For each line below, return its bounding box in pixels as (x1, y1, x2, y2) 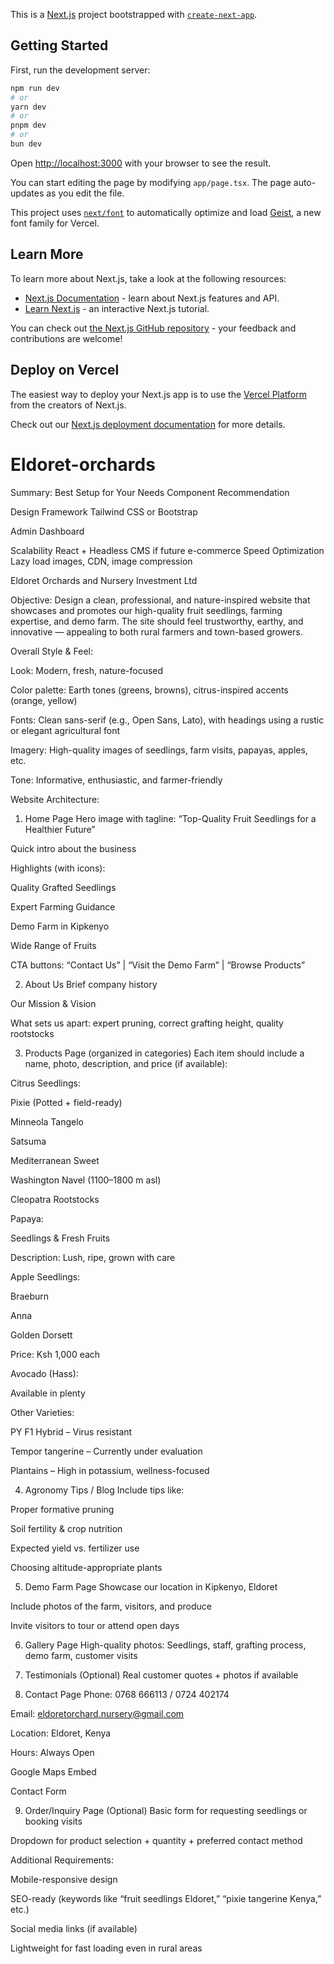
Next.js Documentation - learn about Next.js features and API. (24, 292, 280, 304)
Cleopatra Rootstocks (10, 1193, 100, 1205)
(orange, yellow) (10, 694, 78, 706)
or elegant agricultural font (10, 724, 121, 736)
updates (10, 187, 45, 199)
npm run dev (10, 83, 60, 93)
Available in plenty (10, 1387, 86, 1399)
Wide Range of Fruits (10, 939, 97, 951)
